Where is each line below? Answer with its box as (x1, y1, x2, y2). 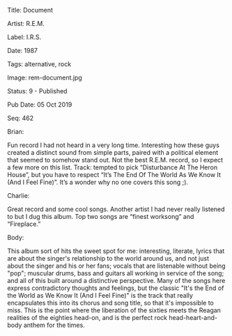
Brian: (7, 128, 24, 135)
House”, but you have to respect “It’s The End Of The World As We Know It (7, 171, 222, 178)
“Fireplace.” (7, 220, 41, 228)
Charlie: (7, 192, 30, 199)
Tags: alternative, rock (7, 60, 72, 68)
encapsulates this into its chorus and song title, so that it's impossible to (7, 299, 215, 307)
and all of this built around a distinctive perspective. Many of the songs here (7, 277, 226, 284)
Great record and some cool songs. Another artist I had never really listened (7, 205, 225, 213)
